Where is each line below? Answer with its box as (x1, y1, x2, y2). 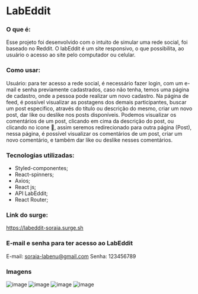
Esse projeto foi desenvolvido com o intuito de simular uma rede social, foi (6, 39, 188, 46)
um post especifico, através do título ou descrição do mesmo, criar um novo (6, 105, 193, 112)
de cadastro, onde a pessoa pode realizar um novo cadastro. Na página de (6, 92, 189, 99)
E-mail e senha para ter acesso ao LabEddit (6, 239, 133, 247)
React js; (14, 184, 37, 191)
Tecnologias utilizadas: (6, 151, 75, 159)
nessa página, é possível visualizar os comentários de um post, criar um (6, 130, 183, 137)
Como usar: (6, 66, 40, 75)
